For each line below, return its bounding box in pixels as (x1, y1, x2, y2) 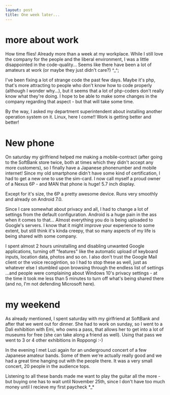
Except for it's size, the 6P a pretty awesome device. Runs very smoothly (5, 191, 158, 197)
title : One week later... (5, 12, 60, 17)
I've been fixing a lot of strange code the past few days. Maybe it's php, (5, 77, 156, 83)
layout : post (5, 7, 33, 13)
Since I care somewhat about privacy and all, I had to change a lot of (5, 206, 149, 212)
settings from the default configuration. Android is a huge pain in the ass (5, 212, 157, 218)
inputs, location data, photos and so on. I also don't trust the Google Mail (5, 254, 157, 260)
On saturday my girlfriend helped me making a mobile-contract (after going (5, 154, 163, 160)
